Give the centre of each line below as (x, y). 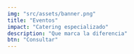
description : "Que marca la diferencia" (68, 33)
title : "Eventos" (33, 20)
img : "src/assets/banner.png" (52, 14)
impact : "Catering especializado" (58, 27)
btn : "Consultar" (33, 40)
